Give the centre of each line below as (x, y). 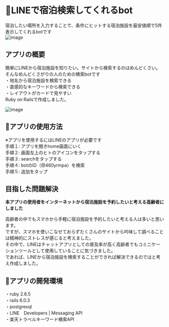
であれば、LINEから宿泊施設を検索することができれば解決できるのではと (81, 257)
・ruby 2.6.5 (18, 294)
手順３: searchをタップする (34, 159)
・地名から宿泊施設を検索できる (38, 80)
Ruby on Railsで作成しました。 (37, 99)
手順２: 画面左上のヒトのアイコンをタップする (53, 152)
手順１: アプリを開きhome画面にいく (43, 146)
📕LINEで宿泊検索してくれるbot (69, 10)
